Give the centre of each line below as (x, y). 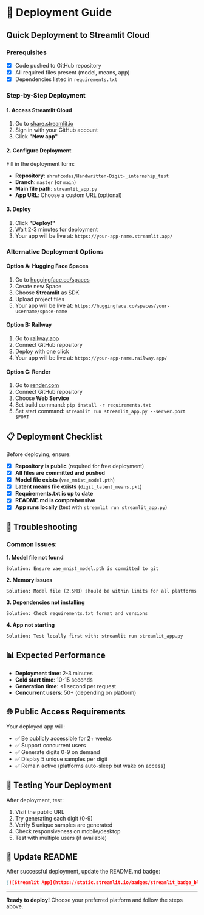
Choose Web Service (42, 398)
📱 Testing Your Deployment (59, 785)
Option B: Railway (29, 325)
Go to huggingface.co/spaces (52, 279)
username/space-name (41, 311)
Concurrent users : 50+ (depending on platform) (76, 692)
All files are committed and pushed (60, 473)
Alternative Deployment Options (55, 251)
